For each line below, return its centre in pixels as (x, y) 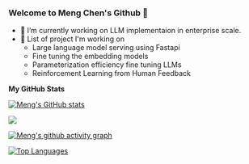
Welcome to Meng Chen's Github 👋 (78, 13)
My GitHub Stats (37, 89)
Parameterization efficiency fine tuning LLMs (107, 65)
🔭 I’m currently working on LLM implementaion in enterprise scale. (131, 31)
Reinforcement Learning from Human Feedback (112, 74)
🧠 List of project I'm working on (72, 39)
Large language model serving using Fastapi (106, 48)
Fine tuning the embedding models (90, 57)
